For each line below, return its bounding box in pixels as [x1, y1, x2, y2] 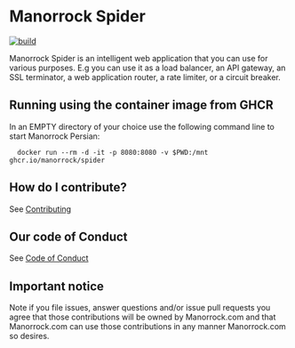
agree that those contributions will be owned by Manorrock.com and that [9, 312, 276, 322]
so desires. [9, 331, 50, 342]
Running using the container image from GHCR [9, 98, 274, 113]
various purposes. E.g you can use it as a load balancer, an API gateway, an [9, 62, 286, 73]
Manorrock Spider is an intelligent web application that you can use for [9, 53, 268, 63]
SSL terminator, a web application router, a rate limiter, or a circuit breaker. [9, 71, 282, 82]
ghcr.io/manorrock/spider [9, 156, 105, 165]
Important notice [9, 279, 105, 294]
